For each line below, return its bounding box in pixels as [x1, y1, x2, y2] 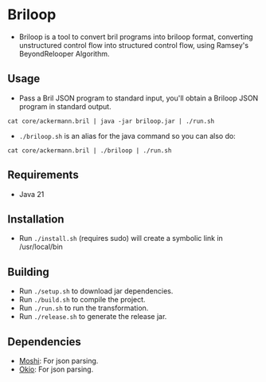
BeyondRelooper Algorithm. [18, 49, 110, 58]
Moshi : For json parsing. [18, 356, 99, 365]
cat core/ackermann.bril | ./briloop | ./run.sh [7, 146, 172, 155]
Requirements [7, 168, 79, 182]
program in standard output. [18, 101, 112, 111]
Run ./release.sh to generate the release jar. [18, 312, 167, 321]
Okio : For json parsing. [18, 364, 94, 374]
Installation [7, 212, 65, 226]
